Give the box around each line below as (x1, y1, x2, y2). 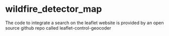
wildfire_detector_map (5, 3, 102, 15)
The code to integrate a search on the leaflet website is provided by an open (5, 20, 164, 26)
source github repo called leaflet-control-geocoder (5, 25, 111, 31)
